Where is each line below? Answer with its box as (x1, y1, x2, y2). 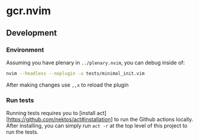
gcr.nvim (6, 4, 52, 18)
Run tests (6, 96, 34, 104)
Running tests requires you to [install (6, 110, 96, 117)
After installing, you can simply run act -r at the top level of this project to (6, 122, 188, 129)
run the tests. (6, 129, 39, 136)
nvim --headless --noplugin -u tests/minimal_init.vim (6, 70, 145, 77)
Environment (6, 46, 45, 54)
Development (6, 28, 58, 38)
